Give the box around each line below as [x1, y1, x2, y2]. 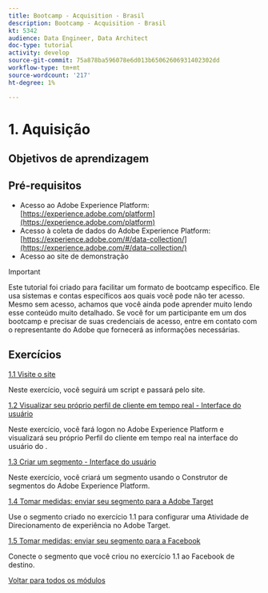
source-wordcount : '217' [8, 71, 91, 79]
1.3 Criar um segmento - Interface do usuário [8, 457, 157, 467]
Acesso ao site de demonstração [19, 251, 130, 261]
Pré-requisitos [8, 179, 82, 193]
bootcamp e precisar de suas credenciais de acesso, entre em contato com [8, 316, 258, 326]
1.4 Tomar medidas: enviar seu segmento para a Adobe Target [8, 496, 214, 506]
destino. [8, 559, 35, 569]
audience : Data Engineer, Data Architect [8, 34, 149, 42]
